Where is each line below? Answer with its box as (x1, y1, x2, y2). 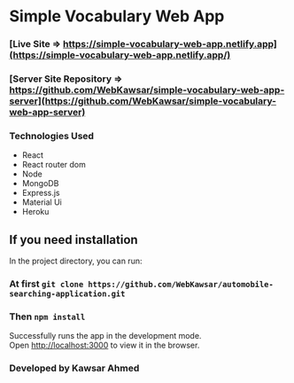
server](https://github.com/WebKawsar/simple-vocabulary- (9, 95, 277, 107)
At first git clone (9, 277, 84, 290)
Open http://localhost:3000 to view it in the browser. (9, 340, 200, 351)
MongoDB (21, 178, 59, 189)
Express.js (21, 188, 60, 199)
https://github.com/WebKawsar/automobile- (88, 279, 275, 290)
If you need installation (9, 232, 139, 247)
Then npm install (9, 310, 86, 323)
